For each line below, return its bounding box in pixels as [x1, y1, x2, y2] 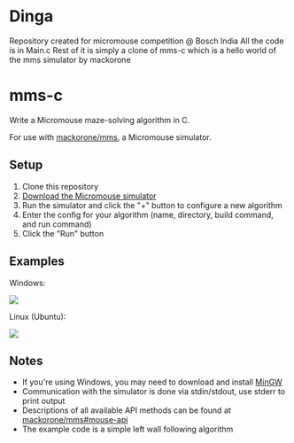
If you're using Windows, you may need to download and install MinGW [21, 377, 283, 387]
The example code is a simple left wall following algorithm [21, 424, 234, 435]
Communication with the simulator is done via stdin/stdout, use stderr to [21, 386, 286, 397]
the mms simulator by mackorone [9, 54, 131, 65]
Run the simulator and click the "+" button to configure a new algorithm [21, 199, 283, 210]
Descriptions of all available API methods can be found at [21, 405, 232, 416]
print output [21, 396, 66, 407]
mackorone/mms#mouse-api [21, 415, 128, 425]
